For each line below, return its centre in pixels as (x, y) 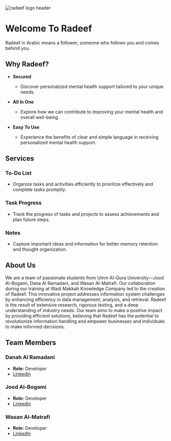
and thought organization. (40, 249)
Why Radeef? (27, 64)
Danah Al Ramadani (30, 357)
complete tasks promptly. (39, 190)
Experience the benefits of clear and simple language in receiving (89, 137)
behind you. (18, 48)
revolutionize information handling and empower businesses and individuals (85, 321)
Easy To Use (26, 127)
